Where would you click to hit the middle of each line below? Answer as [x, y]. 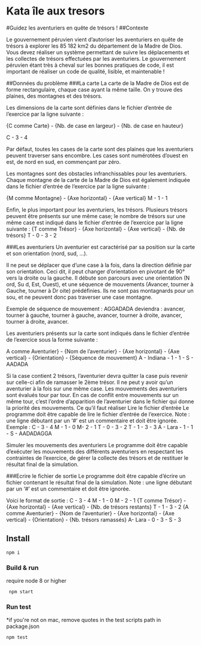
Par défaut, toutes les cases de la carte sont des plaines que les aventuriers [100, 149]
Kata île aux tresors [55, 11]
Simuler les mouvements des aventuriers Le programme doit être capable [97, 445]
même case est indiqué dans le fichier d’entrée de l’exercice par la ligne [95, 222]
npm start [21, 592]
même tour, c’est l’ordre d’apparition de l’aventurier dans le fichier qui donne [100, 401]
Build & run [22, 568]
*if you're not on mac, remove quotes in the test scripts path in [84, 620]
